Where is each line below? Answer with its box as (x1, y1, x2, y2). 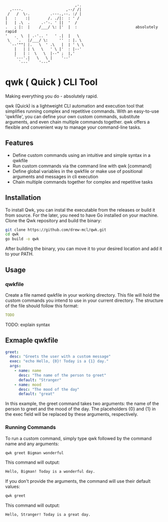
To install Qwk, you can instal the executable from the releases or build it (5, 207, 155, 213)
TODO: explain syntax (5, 321, 50, 327)
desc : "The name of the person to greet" (18, 373, 107, 378)
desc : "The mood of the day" (18, 387, 80, 392)
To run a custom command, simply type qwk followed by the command (5, 435, 152, 441)
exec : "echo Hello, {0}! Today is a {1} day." (10, 359, 109, 364)
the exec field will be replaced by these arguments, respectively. (5, 411, 138, 417)
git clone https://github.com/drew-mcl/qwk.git (5, 227, 107, 232)
